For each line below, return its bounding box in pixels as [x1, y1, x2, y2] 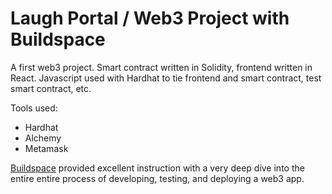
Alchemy [24, 132, 62, 144]
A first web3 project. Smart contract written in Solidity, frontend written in [10, 61, 313, 73]
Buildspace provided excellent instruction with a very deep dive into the [10, 162, 305, 174]
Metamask [24, 142, 69, 154]
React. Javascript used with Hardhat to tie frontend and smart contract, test [10, 72, 322, 84]
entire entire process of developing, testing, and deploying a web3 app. [10, 172, 305, 184]
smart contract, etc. [10, 82, 92, 94]
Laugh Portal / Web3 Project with [10, 7, 290, 30]
